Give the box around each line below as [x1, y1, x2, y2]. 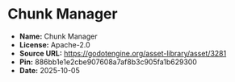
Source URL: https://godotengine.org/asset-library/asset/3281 [19, 48, 227, 58]
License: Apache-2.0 [19, 39, 90, 49]
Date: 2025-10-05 [19, 65, 80, 75]
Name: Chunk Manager [19, 31, 98, 41]
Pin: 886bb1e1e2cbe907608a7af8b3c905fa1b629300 [19, 57, 197, 67]
